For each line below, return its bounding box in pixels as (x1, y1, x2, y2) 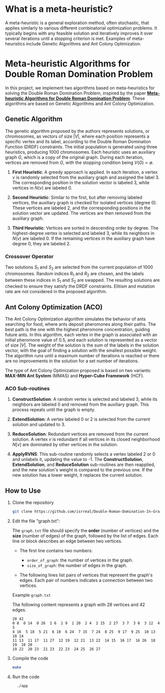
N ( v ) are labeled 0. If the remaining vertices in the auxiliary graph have (12, 235, 155, 241)
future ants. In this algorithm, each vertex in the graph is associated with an (5, 332, 158, 338)
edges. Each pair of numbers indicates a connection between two (19, 577, 153, 583)
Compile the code (12, 655, 49, 661)
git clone (12, 509, 33, 514)
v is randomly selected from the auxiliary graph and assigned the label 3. (12, 174, 160, 180)
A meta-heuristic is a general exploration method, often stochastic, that (5, 20, 149, 26)
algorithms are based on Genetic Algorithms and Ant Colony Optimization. (5, 100, 155, 107)
